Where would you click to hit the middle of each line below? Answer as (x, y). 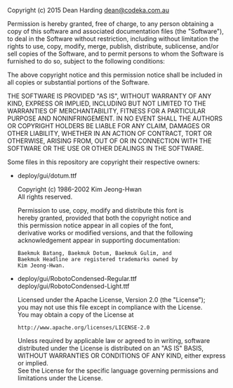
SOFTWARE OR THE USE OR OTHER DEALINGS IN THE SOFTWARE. (106, 148)
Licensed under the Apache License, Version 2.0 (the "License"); (111, 300)
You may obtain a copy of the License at (76, 315)
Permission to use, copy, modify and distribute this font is (100, 210)
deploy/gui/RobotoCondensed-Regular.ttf (77, 279)
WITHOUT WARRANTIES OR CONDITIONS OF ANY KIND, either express (121, 356)
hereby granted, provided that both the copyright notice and (104, 218)
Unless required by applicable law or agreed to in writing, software (114, 340)
